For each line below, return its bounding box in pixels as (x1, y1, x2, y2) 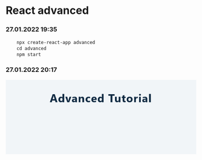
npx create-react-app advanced (16, 40, 96, 46)
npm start (16, 52, 42, 58)
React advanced (5, 4, 89, 18)
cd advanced (16, 46, 47, 52)
